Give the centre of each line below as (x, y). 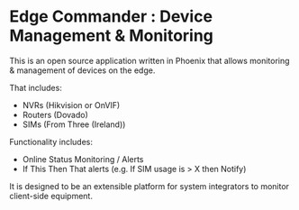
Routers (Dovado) (55, 114)
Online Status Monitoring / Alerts (83, 159)
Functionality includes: (51, 142)
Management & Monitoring (112, 36)
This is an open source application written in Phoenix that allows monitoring (149, 60)
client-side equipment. (51, 196)
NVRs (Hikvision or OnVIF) (71, 105)
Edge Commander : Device (111, 17)
